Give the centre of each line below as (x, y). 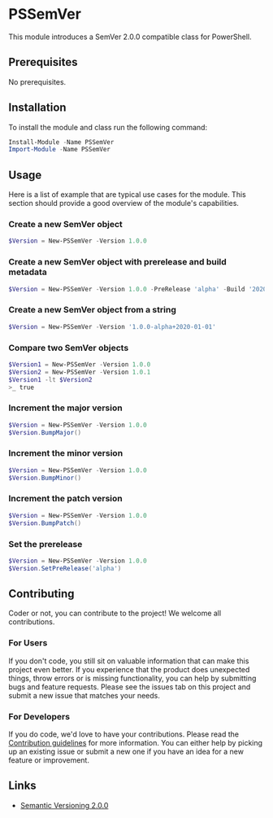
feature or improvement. (49, 760)
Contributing (41, 594)
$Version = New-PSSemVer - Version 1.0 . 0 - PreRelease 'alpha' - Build (127, 289)
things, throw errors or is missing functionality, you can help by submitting (132, 678)
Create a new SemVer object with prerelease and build (118, 262)
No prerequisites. (37, 81)
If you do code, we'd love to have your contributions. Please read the (124, 734)
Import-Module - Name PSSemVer (60, 150)
